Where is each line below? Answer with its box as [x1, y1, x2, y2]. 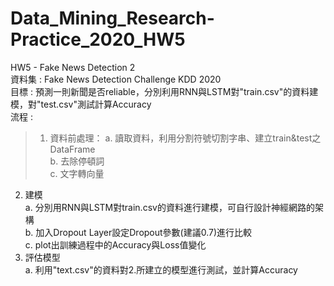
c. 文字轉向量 [49, 167, 105, 179]
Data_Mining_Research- [10, 7, 215, 30]
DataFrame [49, 143, 96, 155]
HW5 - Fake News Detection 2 [10, 61, 136, 73]
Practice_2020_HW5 [10, 28, 186, 51]
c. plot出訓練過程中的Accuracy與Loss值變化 [24, 238, 207, 251]
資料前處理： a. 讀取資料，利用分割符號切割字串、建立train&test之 [49, 132, 322, 144]
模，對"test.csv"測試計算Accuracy [10, 98, 152, 110]
